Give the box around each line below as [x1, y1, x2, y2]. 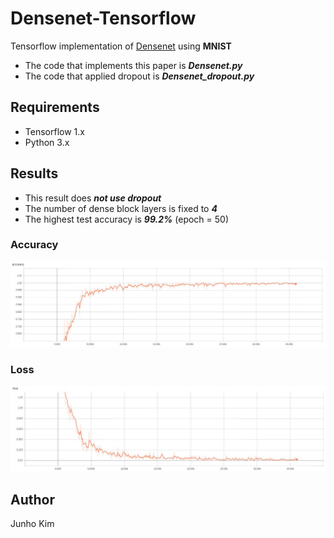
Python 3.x [24, 136, 70, 148]
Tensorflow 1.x [24, 125, 85, 137]
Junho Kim [10, 518, 55, 530]
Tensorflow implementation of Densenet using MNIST [10, 40, 232, 52]
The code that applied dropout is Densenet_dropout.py [24, 70, 255, 82]
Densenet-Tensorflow [10, 7, 197, 30]
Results [10, 165, 59, 182]
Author [10, 491, 55, 508]
